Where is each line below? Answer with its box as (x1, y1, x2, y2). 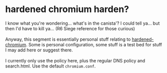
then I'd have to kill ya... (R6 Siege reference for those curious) (5, 25, 135, 31)
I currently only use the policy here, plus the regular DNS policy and (5, 57, 145, 63)
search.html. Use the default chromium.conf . (5, 63, 96, 69)
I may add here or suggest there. (5, 47, 73, 53)
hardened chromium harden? (5, 4, 129, 15)
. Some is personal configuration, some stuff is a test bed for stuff (26, 41, 162, 47)
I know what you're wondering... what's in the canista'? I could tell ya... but (5, 20, 160, 26)
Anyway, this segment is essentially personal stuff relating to (5, 36, 131, 42)
